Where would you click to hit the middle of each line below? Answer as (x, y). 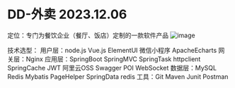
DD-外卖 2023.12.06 (67, 14)
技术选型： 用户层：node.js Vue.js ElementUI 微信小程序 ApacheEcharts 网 (116, 50)
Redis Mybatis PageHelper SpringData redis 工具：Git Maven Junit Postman (118, 76)
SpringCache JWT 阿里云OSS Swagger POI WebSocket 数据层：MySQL (112, 68)
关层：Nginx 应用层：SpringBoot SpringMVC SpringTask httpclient (104, 59)
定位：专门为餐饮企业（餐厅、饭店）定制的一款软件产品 (88, 35)
